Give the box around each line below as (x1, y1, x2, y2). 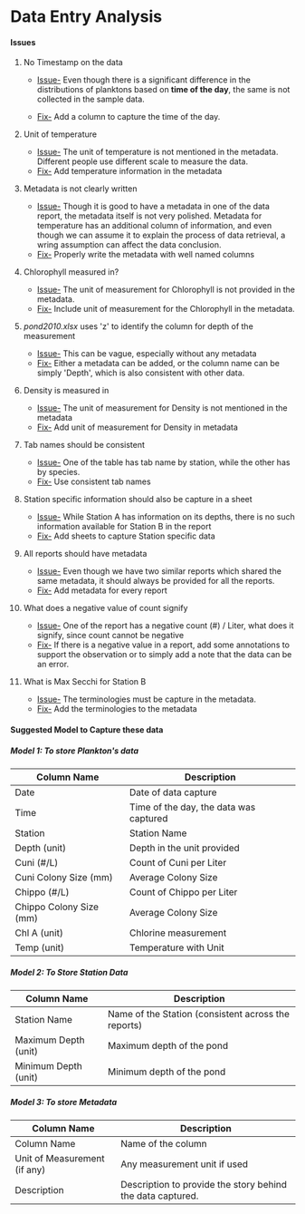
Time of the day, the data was (129, 801, 256, 813)
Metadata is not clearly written (23, 183, 138, 194)
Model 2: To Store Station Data (10, 966, 129, 977)
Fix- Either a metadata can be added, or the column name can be (36, 358, 280, 369)
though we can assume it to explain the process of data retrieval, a (36, 229, 286, 241)
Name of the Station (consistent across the (108, 1007, 291, 1020)
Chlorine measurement (129, 927, 227, 939)
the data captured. (119, 1190, 199, 1202)
